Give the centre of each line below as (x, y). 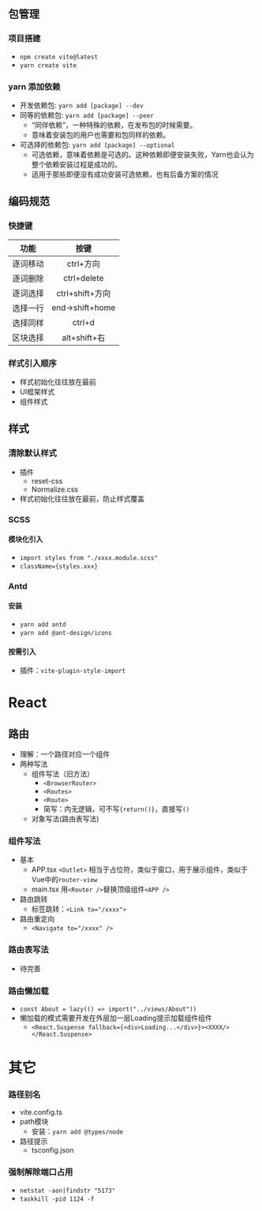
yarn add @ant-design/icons (65, 633)
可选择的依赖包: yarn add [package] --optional (97, 144)
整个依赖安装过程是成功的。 (77, 164)
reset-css (47, 480)
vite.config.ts (41, 1112)
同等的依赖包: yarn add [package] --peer (86, 115)
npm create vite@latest (59, 57)
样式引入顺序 (33, 363)
